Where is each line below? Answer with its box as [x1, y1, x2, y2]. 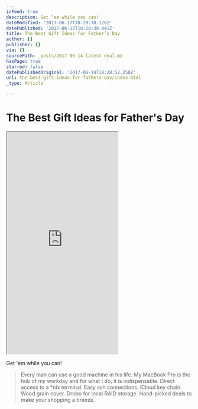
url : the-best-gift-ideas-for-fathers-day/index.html [6, 75, 142, 81]
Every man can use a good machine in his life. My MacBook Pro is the [20, 371, 191, 378]
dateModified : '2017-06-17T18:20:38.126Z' [6, 20, 112, 25]
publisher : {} [6, 42, 41, 48]
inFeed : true [6, 8, 38, 15]
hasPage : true [6, 58, 41, 64]
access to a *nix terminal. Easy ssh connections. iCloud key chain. [20, 384, 182, 391]
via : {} [6, 47, 25, 53]
